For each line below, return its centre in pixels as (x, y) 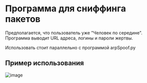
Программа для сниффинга (66, 9)
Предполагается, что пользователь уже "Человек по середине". (74, 33)
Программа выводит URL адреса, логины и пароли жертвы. (69, 38)
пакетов (23, 19)
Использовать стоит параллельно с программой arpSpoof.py (71, 47)
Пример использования (45, 63)
